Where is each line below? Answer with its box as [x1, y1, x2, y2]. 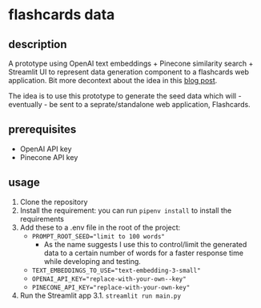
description [8, 38, 67, 51]
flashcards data [8, 6, 115, 24]
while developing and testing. [43, 256, 142, 266]
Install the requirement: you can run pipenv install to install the [19, 206, 232, 215]
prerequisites [8, 122, 77, 137]
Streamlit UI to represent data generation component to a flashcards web [8, 67, 250, 77]
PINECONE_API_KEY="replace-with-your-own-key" [31, 283, 191, 291]
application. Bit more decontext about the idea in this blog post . [8, 76, 218, 85]
